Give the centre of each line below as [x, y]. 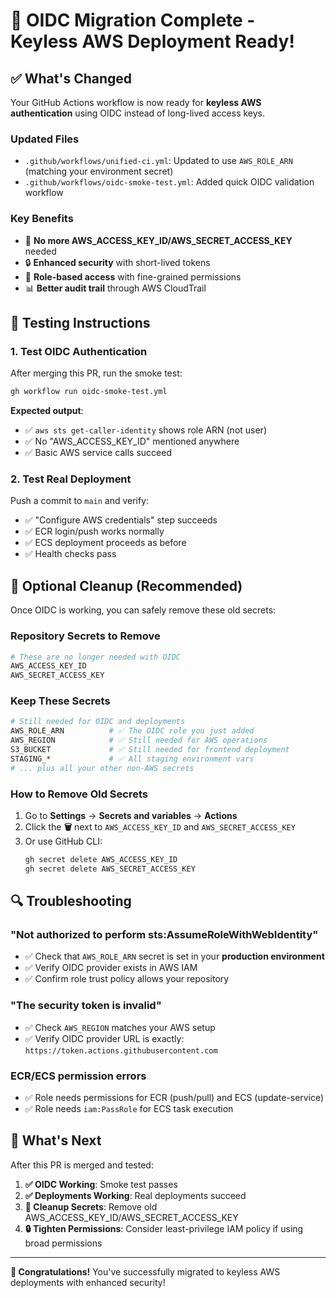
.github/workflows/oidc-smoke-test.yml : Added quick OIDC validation [169, 182]
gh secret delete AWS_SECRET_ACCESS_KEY [110, 869]
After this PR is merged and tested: [82, 1165]
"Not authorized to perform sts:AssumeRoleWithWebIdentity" [164, 935]
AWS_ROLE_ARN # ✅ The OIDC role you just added [132, 731]
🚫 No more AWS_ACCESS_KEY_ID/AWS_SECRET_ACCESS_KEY [158, 240]
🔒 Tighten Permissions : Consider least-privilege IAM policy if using [164, 1228]
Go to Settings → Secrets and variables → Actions [131, 816]
